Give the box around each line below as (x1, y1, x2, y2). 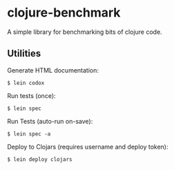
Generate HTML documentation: (7, 66, 99, 74)
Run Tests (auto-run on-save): (7, 117, 93, 125)
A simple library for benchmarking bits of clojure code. (7, 28, 162, 36)
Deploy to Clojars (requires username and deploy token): (7, 142, 168, 151)
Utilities (7, 48, 41, 59)
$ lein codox (7, 79, 45, 86)
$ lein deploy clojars (7, 155, 72, 163)
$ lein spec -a (7, 130, 51, 138)
